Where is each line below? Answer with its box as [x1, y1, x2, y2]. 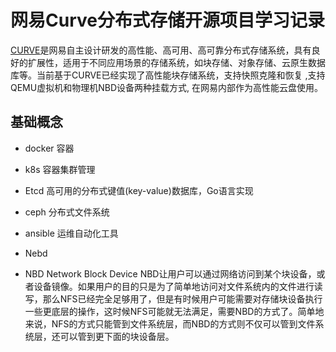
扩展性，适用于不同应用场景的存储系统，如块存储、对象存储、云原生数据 [27, 56, 326, 68]
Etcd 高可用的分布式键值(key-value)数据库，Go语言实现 [24, 184, 254, 196]
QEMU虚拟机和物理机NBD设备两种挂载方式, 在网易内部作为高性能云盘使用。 [10, 81, 323, 93]
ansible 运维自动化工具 [24, 227, 119, 239]
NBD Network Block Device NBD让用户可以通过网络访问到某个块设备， [24, 267, 317, 280]
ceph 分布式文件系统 [24, 206, 110, 218]
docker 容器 [24, 142, 75, 154]
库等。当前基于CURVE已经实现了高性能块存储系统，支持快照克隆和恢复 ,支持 [10, 69, 326, 81]
